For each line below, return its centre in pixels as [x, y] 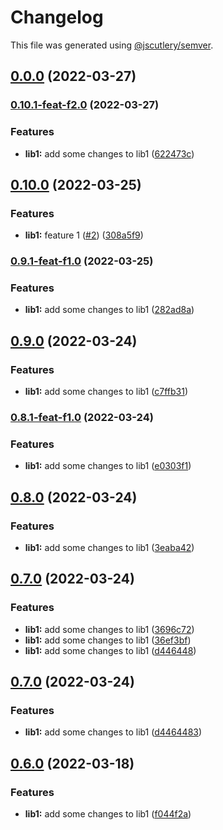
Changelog [57, 17]
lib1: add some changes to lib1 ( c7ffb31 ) [106, 392]
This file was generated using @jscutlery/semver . [112, 45]
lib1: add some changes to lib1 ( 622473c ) [109, 153]
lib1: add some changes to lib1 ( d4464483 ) [113, 732]
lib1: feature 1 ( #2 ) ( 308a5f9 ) [84, 235]
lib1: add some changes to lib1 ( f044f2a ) [108, 814]
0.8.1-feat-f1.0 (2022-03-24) [82, 418]
